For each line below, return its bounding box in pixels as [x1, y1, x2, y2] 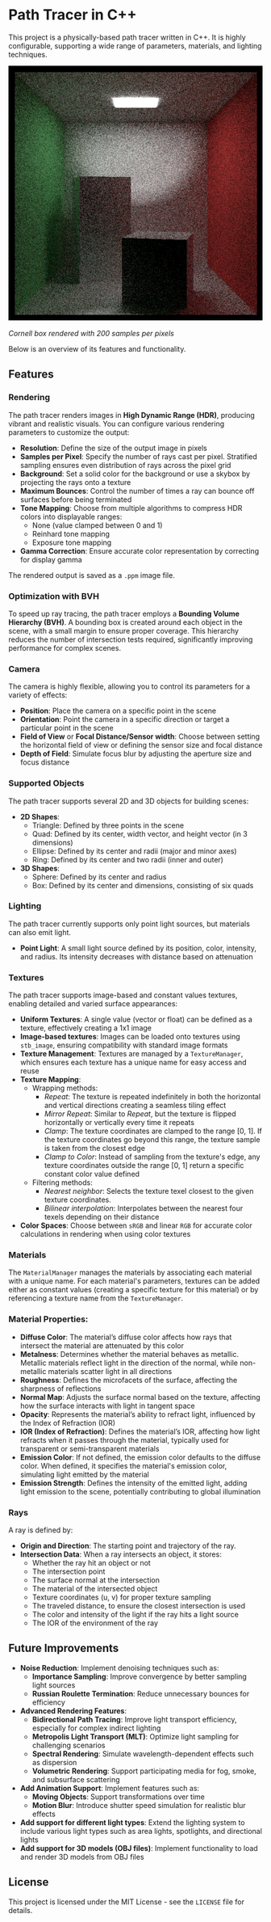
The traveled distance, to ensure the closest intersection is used [31, 1601, 246, 1610]
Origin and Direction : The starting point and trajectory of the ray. [19, 1541, 236, 1550]
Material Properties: [8, 1313, 89, 1325]
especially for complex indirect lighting [31, 1723, 161, 1733]
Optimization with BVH [8, 590, 99, 601]
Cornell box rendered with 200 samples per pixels [8, 328, 175, 338]
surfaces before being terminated [19, 495, 132, 504]
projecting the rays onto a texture [19, 477, 131, 487]
